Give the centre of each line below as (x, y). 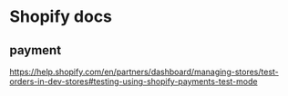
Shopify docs (61, 17)
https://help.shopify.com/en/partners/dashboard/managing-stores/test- (144, 72)
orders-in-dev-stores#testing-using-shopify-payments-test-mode (134, 82)
